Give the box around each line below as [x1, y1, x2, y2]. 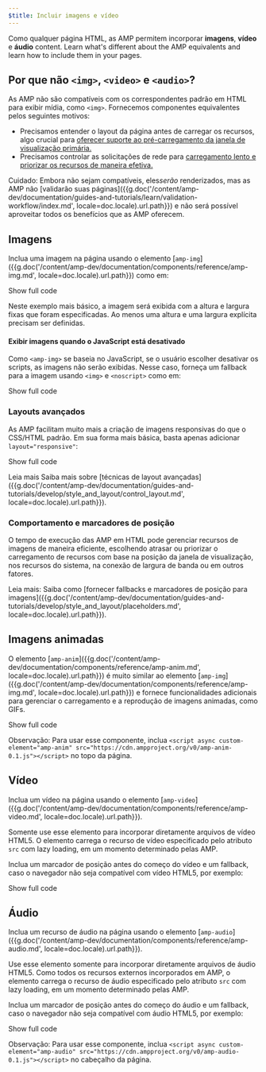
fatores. [8, 569, 34, 579]
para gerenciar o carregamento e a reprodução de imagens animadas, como [8, 696, 258, 706]
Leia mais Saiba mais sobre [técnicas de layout [8, 472, 162, 482]
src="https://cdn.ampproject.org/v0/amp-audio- [79, 1048, 240, 1056]
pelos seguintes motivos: [8, 111, 90, 121]
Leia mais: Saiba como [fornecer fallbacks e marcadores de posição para [8, 585, 248, 594]
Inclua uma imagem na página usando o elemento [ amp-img [8, 253, 201, 263]
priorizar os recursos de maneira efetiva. [19, 161, 153, 170]
